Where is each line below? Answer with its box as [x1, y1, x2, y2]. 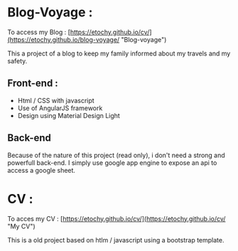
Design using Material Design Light [17, 111, 121, 119]
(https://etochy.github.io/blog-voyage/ [7, 35, 120, 43]
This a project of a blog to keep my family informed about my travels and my [7, 49, 231, 58]
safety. [7, 56, 28, 65]
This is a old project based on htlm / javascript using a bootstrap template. [7, 235, 225, 244]
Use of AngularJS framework [17, 104, 103, 112]
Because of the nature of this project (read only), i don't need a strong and [7, 151, 225, 159]
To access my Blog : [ [7, 28, 71, 36]
